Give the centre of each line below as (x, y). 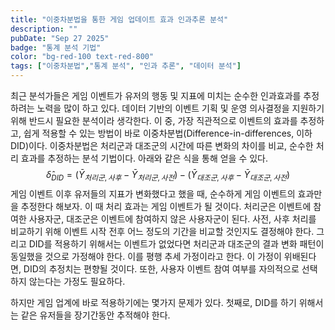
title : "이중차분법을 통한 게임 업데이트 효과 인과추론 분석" (119, 19)
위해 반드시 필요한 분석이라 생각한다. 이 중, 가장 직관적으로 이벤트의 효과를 (154, 120)
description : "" (44, 29)
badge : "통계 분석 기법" (56, 47)
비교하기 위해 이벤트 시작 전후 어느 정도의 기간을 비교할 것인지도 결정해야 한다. (162, 231)
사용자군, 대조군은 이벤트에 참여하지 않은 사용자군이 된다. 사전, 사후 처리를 (172, 218)
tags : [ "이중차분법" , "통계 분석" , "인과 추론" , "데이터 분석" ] (126, 66)
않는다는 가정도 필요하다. (77, 281)
